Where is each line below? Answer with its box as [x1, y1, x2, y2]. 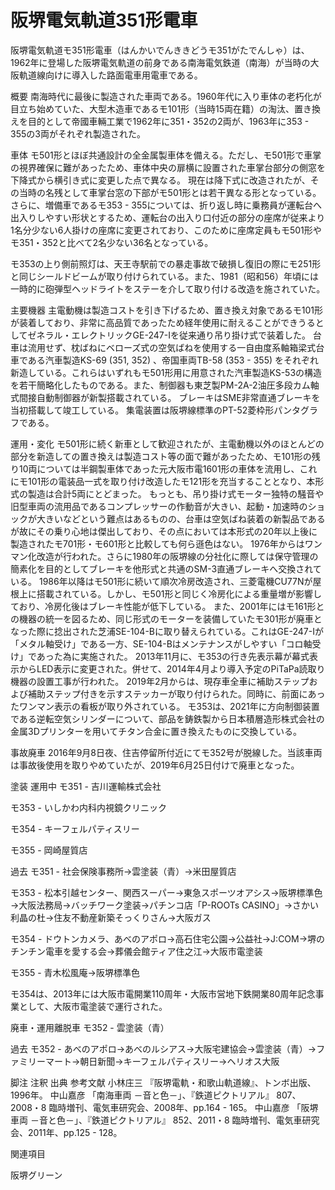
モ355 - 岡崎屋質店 [10, 844, 88, 856]
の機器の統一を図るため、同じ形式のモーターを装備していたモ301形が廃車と [10, 612, 323, 625]
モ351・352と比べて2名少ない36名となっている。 [10, 236, 214, 248]
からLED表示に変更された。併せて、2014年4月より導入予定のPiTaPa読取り [18, 662, 326, 675]
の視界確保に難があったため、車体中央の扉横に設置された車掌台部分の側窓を [10, 161, 326, 173]
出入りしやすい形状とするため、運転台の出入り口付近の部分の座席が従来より [10, 211, 326, 223]
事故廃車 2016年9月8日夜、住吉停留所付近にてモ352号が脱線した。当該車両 [10, 746, 323, 758]
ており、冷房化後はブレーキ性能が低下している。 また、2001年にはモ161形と [10, 600, 325, 612]
